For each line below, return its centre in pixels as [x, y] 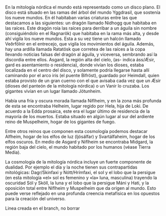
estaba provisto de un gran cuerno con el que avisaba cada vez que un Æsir [83, 81]
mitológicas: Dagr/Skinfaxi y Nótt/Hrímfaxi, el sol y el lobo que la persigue [80, 172]
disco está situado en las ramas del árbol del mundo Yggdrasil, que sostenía [83, 12]
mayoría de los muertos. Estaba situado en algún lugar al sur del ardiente [80, 116]
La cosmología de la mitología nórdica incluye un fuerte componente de [79, 162]
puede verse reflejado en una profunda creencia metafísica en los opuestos [83, 193]
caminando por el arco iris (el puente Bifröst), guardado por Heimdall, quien [82, 75]
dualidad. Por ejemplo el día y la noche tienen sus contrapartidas [71, 167]
